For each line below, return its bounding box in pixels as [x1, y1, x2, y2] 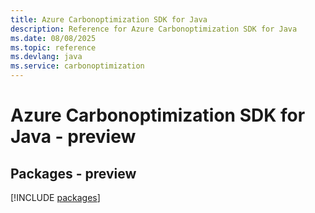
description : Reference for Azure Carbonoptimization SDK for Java [10, 24, 298, 34]
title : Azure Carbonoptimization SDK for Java [10, 14, 208, 25]
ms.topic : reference [10, 42, 97, 53]
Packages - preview [10, 165, 137, 182]
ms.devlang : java [10, 52, 83, 62]
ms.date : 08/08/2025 [10, 33, 97, 43]
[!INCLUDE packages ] [10, 192, 101, 203]
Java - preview [10, 126, 137, 148]
